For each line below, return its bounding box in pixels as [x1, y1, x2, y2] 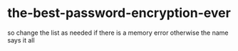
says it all [7, 35, 35, 44]
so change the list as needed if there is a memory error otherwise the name [7, 28, 229, 37]
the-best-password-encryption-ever [7, 5, 232, 21]
